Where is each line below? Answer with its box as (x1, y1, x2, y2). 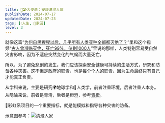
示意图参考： (5, 113, 31, 119)
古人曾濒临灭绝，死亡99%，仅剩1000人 (11, 45, 91, 51)
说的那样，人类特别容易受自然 (97, 45, 158, 51)
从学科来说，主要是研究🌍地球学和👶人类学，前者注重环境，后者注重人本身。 (5, 84, 159, 90)
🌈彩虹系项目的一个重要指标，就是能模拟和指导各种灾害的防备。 (5, 102, 133, 108)
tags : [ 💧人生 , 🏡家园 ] (5, 20, 46, 26)
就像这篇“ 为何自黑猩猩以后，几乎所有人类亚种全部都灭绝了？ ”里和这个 (5, 40, 147, 45)
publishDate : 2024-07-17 (5, 12, 56, 17)
